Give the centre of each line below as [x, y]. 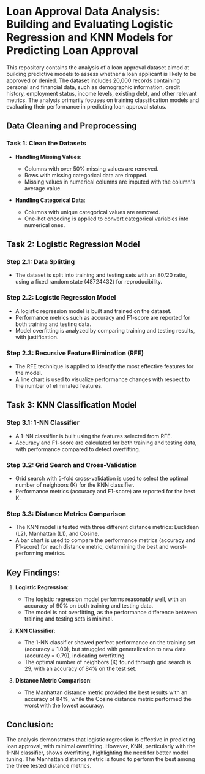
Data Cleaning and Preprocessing [72, 126]
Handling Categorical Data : [50, 200]
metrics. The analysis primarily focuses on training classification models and [103, 100]
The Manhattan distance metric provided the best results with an [106, 692]
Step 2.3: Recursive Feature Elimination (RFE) [75, 353]
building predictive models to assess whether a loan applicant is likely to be [102, 74]
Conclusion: [30, 725]
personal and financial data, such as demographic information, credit [93, 87]
